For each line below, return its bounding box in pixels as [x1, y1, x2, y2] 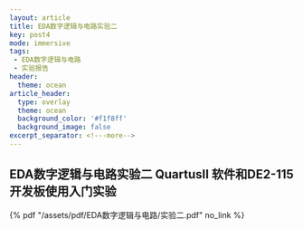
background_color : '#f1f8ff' [17, 114, 128, 123]
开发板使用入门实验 [9, 184, 117, 199]
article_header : [9, 89, 71, 98]
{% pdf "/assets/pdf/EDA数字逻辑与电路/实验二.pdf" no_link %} [9, 209, 245, 220]
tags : [9, 47, 30, 56]
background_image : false [17, 123, 111, 132]
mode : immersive [9, 38, 71, 48]
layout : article [9, 13, 71, 23]
